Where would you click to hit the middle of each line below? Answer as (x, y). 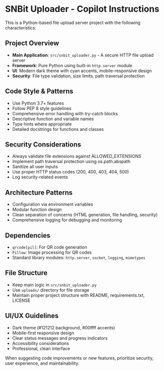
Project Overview (32, 43)
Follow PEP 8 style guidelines (42, 108)
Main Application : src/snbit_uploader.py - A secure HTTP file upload (83, 55)
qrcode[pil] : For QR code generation (49, 247)
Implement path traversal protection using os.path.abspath (71, 161)
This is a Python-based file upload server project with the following (73, 23)
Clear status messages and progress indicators (60, 338)
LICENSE (21, 300)
